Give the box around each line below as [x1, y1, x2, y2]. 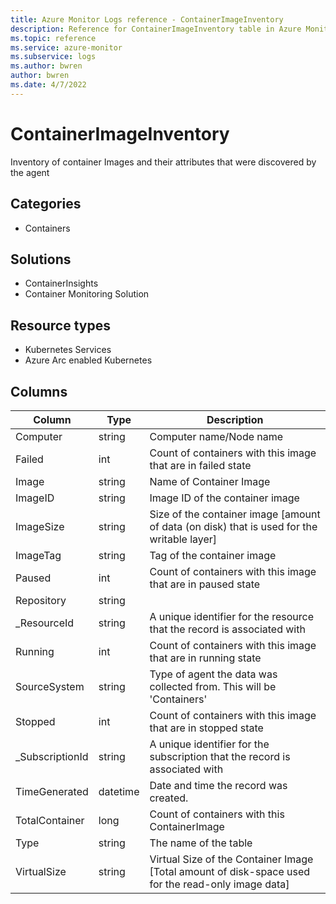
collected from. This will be [149, 679, 277, 693]
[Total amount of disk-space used [149, 864, 311, 878]
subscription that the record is [149, 749, 291, 763]
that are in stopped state [149, 721, 264, 735]
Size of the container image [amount [149, 507, 321, 521]
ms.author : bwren [10, 61, 83, 71]
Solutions [10, 251, 72, 268]
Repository [15, 593, 67, 607]
